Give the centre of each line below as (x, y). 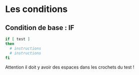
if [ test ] (17, 39)
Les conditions (36, 9)
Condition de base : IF (40, 28)
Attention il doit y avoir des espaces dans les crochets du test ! (70, 67)
